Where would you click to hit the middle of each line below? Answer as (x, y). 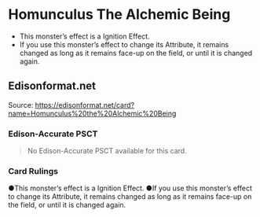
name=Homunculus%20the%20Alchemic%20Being (92, 113)
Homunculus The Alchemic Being (119, 15)
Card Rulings (33, 171)
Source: (21, 105)
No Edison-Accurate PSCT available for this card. (107, 151)
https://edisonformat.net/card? (85, 105)
